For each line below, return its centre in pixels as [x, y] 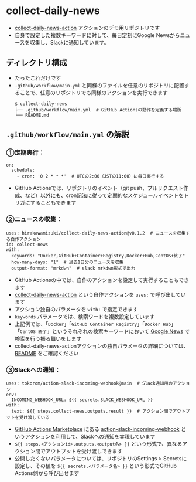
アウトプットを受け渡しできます [84, 451]
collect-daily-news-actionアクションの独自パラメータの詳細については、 [102, 346]
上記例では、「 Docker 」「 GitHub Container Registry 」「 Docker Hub [93, 324]
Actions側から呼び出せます [47, 473]
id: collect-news [27, 245]
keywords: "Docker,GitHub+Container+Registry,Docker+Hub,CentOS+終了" [98, 256]
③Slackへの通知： [33, 369]
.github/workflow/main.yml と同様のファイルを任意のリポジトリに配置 [99, 85]
